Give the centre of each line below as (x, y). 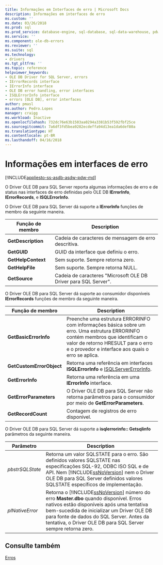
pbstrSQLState (24, 469)
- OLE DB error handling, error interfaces (50, 91)
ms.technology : (20, 55)
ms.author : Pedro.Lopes (29, 109)
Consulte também (33, 546)
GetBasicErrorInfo (29, 337)
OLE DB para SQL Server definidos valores (94, 478)
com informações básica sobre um (106, 325)
